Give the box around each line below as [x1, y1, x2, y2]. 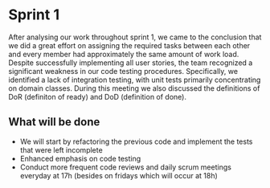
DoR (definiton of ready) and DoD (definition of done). [8, 92, 187, 101]
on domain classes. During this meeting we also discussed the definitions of [8, 83, 260, 93]
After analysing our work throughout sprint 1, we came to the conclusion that [8, 32, 262, 42]
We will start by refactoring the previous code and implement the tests [19, 137, 253, 146]
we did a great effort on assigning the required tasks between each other [8, 40, 251, 50]
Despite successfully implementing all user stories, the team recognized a [8, 58, 253, 67]
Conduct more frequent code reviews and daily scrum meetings [19, 162, 231, 172]
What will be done [8, 115, 100, 129]
